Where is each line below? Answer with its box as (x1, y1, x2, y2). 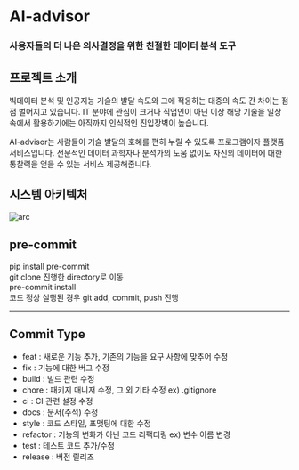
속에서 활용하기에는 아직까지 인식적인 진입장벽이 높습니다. (9, 117, 209, 128)
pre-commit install (9, 281, 77, 292)
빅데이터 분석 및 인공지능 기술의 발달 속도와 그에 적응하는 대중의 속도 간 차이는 (9, 95, 280, 106)
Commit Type (9, 327, 86, 342)
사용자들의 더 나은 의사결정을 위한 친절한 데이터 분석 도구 (9, 40, 237, 53)
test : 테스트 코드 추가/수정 (21, 441, 116, 451)
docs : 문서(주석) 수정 (21, 407, 99, 417)
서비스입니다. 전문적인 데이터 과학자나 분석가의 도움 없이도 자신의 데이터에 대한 (9, 147, 283, 158)
